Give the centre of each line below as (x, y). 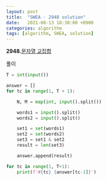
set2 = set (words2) (41, 134)
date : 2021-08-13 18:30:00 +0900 (50, 22)
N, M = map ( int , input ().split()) (59, 102)
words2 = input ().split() (49, 118)
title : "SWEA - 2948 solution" (46, 17)
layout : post (22, 12)
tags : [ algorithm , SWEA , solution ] (50, 34)
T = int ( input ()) (27, 75)
